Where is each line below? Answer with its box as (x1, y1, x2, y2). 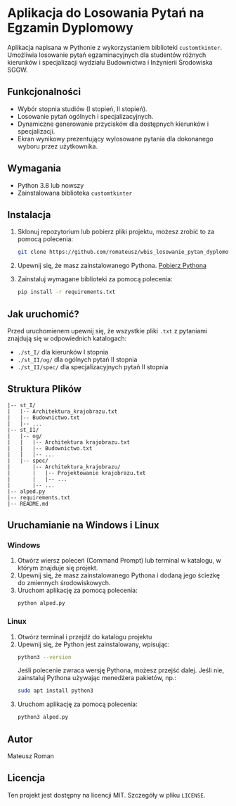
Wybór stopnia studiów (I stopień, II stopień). (17, 104, 147, 113)
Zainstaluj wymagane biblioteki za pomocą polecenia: (17, 275, 173, 283)
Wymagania (7, 162, 62, 174)
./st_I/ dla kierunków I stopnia (17, 347, 109, 356)
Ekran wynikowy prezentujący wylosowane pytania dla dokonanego (17, 134, 214, 143)
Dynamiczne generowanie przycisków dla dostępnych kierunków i (17, 120, 209, 128)
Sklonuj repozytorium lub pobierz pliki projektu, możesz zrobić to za (17, 227, 215, 236)
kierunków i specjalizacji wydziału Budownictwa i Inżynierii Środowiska (7, 58, 213, 66)
